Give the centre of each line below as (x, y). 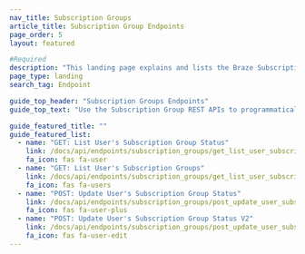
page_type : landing (46, 77)
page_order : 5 (36, 34)
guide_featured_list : (50, 134)
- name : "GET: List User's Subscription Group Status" (123, 143)
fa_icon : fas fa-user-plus (77, 210)
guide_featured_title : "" (58, 126)
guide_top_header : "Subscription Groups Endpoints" (109, 101)
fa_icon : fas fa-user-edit (77, 236)
